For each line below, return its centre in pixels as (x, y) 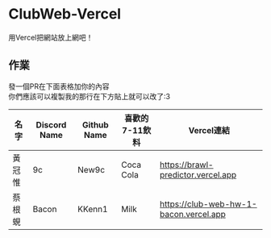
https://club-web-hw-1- (208, 204)
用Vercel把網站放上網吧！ (51, 37)
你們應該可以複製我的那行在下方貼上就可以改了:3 (90, 96)
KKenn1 (93, 209)
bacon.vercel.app (193, 214)
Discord (51, 124)
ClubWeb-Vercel (65, 14)
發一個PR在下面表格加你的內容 (59, 86)
